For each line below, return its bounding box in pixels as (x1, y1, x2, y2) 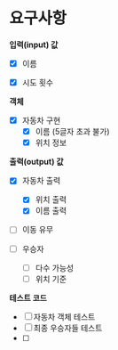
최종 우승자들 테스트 (33, 322, 103, 333)
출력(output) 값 (9, 157, 64, 167)
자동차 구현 (21, 115, 61, 126)
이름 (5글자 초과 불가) (35, 126, 110, 137)
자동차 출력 (21, 175, 61, 186)
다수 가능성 (35, 262, 74, 273)
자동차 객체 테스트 (33, 311, 96, 322)
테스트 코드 (9, 292, 47, 303)
